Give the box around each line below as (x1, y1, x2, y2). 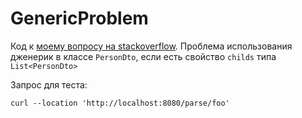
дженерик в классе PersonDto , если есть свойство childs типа (10, 50, 277, 62)
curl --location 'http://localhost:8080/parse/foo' (10, 98, 230, 108)
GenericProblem (10, 7, 149, 30)
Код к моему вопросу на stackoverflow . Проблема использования (10, 40, 293, 52)
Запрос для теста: (10, 78, 88, 91)
